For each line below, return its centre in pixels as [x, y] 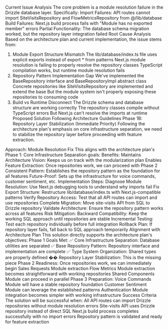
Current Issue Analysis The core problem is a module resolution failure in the [84, 7]
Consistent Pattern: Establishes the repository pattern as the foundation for [83, 171]
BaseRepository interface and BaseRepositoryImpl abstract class [79, 81]
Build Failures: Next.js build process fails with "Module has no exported [79, 23]
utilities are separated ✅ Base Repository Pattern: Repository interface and [82, 246]
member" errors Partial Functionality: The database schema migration [77, 29]
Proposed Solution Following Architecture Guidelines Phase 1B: [77, 118]
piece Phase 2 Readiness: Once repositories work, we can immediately [78, 263]
